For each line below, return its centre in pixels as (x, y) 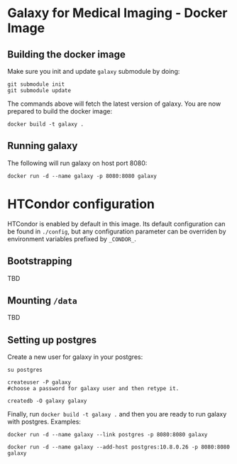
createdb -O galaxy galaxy (47, 401)
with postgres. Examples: (44, 422)
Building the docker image (66, 54)
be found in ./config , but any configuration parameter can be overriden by (117, 231)
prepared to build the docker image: (60, 111)
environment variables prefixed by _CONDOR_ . (72, 238)
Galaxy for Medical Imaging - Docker (117, 13)
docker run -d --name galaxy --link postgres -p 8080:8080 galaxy (108, 435)
